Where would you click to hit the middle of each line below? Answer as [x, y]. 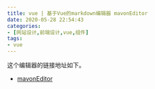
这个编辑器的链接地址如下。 [46, 65]
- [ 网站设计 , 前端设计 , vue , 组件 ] [48, 32]
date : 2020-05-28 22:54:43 [45, 20]
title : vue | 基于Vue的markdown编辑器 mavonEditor [77, 13]
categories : [24, 26]
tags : [15, 39]
